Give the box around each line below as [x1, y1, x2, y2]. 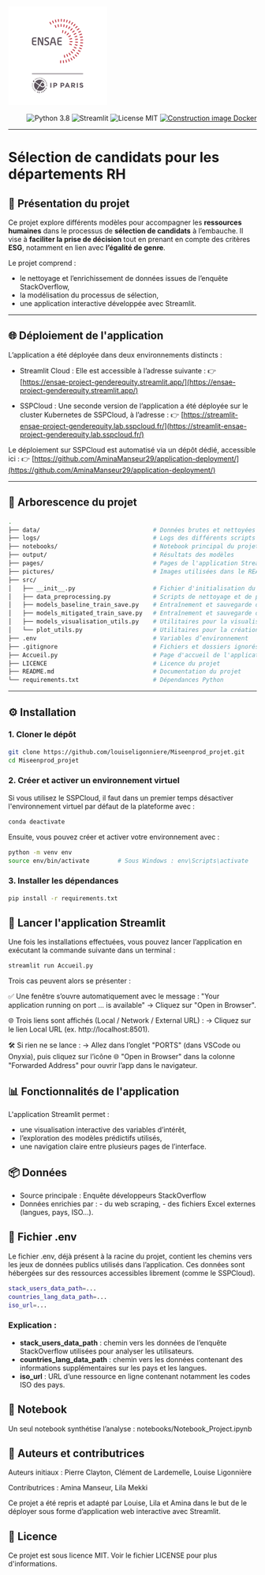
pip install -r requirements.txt [8, 894, 118, 903]
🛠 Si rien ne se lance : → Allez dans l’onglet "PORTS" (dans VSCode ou [8, 1040, 241, 1050]
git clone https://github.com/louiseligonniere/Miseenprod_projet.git [8, 748, 245, 756]
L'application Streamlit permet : [8, 1110, 110, 1119]
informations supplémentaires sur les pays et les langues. [19, 1363, 207, 1372]
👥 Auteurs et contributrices [8, 1446, 145, 1460]
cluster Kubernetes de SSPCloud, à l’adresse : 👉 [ [19, 410, 184, 419]
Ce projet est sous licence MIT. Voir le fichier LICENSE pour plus [8, 1550, 218, 1560]
